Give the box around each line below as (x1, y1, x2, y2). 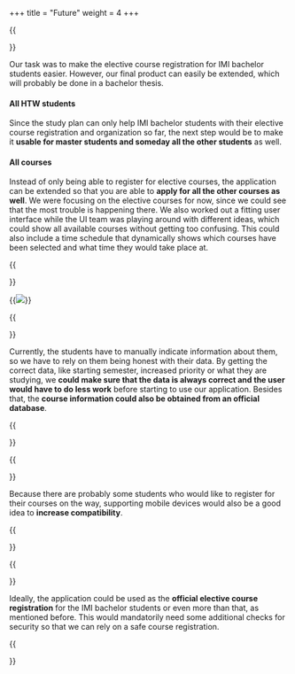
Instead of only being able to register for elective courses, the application (9, 176, 276, 187)
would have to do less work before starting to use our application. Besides (9, 384, 283, 395)
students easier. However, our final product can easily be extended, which (9, 68, 280, 79)
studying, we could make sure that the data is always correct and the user (9, 375, 285, 385)
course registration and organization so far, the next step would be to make (9, 128, 283, 138)
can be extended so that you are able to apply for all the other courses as (9, 186, 281, 197)
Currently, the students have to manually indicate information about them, (9, 346, 278, 357)
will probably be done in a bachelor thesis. (9, 78, 164, 88)
